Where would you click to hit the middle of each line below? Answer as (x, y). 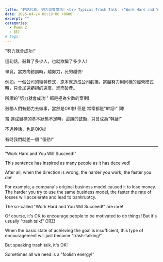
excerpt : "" (17, 18)
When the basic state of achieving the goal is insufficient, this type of (74, 230)
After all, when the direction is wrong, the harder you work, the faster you (78, 172)
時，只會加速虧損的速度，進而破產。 (41, 88)
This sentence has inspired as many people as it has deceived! (68, 163)
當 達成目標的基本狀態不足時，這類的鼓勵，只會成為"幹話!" (64, 119)
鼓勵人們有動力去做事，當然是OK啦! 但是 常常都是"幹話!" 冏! (65, 108)
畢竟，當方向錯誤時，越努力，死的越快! (44, 71)
